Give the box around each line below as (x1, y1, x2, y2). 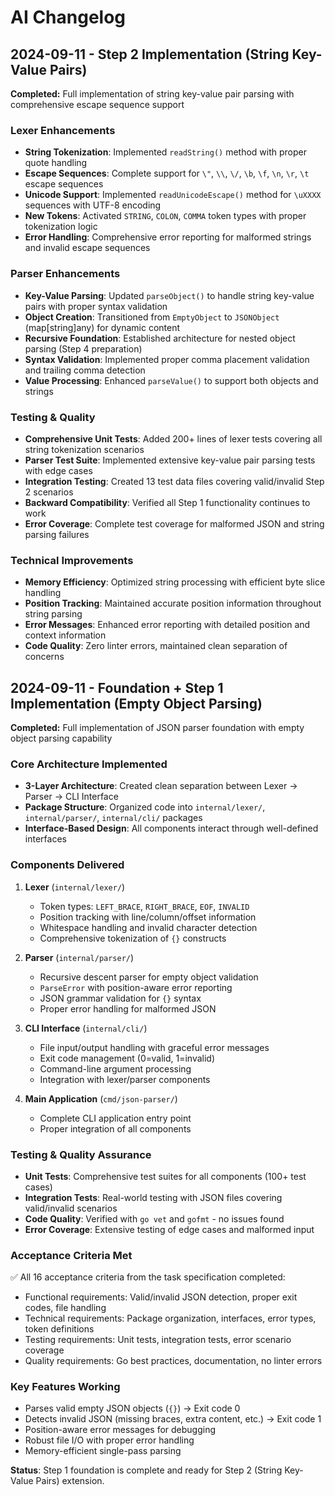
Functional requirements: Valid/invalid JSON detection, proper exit (24, 1291, 298, 1303)
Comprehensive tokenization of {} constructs (39, 932, 227, 944)
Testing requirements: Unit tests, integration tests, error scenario (24, 1334, 292, 1346)
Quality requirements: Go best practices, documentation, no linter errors (24, 1355, 323, 1367)
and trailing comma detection (24, 364, 146, 376)
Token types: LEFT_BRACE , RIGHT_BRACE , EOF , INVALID (39, 900, 250, 912)
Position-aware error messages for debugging (24, 1424, 217, 1436)
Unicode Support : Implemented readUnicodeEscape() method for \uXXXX (24, 189, 322, 201)
